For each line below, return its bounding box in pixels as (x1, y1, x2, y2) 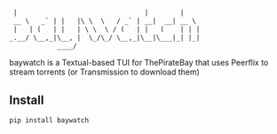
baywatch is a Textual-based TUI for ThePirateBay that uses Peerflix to (9, 58, 269, 68)
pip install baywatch (9, 116, 90, 125)
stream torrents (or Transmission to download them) (9, 67, 200, 77)
